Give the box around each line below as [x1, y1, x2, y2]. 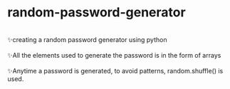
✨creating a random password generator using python [7, 35, 167, 43]
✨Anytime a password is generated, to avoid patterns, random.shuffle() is [7, 66, 224, 75]
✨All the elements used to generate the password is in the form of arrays [7, 51, 221, 59]
